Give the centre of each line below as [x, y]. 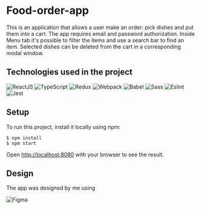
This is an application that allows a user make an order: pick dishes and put [100, 27]
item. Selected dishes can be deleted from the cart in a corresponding [94, 47]
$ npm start [21, 143]
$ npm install [24, 138]
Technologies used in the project [70, 72]
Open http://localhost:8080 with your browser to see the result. [85, 154]
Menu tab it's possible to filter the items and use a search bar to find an [95, 40]
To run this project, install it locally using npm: [64, 127]
